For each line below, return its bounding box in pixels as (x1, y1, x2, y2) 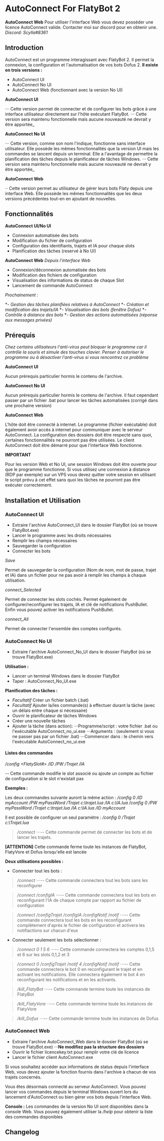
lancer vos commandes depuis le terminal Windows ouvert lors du (5, 1089, 138, 1095)
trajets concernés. (5, 1074, 42, 1080)
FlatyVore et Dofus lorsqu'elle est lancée (5, 849, 87, 855)
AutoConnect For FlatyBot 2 (5, 3, 121, 14)
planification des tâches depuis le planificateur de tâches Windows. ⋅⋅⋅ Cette (5, 156, 159, 162)
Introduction (5, 44, 44, 52)
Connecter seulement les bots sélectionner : (12, 937, 102, 943)
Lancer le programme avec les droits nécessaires (12, 532, 111, 538)
